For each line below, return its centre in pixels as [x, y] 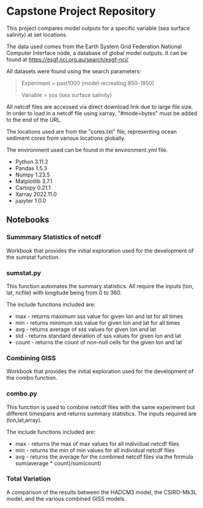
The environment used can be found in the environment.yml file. [87, 150]
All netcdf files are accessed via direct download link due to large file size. [100, 107]
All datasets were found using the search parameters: [74, 71]
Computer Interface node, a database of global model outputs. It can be [97, 53]
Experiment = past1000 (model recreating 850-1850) [88, 83]
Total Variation [28, 479]
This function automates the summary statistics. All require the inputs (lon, [100, 286]
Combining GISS [31, 358]
